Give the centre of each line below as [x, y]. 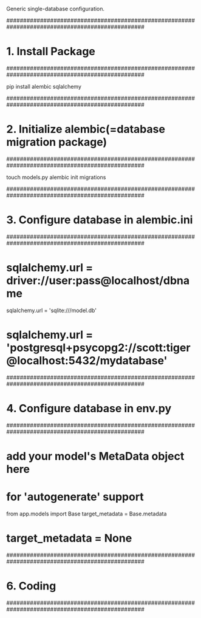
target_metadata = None [69, 538]
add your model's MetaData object [95, 456]
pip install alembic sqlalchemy [44, 86]
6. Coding [31, 586]
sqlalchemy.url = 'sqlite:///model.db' [52, 310]
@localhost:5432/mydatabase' [87, 360]
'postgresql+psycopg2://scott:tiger [98, 348]
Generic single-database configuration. [56, 9]
